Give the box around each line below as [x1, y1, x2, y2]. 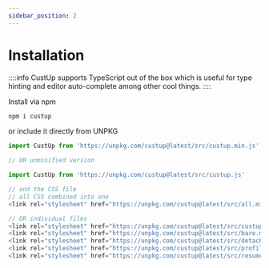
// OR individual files [8, 214, 88, 222]
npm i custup [8, 112, 52, 120]
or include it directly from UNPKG [8, 126, 118, 136]
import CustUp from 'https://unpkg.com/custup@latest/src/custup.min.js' [8, 142, 260, 150]
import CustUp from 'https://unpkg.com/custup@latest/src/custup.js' [8, 171, 246, 179]
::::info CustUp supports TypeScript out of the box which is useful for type [8, 73, 252, 82]
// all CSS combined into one [8, 193, 110, 201]
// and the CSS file [8, 186, 78, 194]
